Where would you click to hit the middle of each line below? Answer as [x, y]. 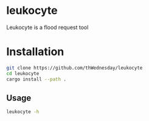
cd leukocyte [23, 73]
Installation [35, 52]
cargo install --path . [36, 79]
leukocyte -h [23, 112]
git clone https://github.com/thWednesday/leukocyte [74, 68]
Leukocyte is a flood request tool [47, 27]
